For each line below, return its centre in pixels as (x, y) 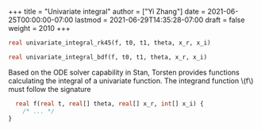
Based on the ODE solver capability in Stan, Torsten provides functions (124, 72)
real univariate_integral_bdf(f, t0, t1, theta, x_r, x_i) (108, 57)
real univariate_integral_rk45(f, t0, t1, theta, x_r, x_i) (110, 43)
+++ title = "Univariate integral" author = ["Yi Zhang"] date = (107, 11)
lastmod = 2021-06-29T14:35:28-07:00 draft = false (160, 20)
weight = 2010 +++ (39, 28)
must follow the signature (50, 89)
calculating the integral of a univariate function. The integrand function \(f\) (131, 80)
